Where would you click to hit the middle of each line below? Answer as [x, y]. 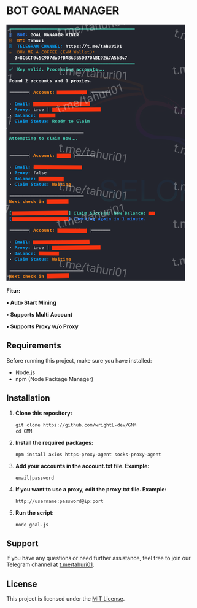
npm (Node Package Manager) [54, 379]
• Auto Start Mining [31, 302]
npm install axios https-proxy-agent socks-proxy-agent [88, 455]
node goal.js [32, 525]
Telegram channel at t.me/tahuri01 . [50, 564]
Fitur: [14, 291]
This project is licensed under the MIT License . [66, 599]
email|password [35, 478]
